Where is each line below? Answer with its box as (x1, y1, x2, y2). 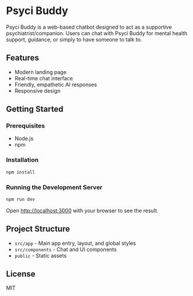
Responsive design (14, 87, 61, 94)
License (6, 268, 36, 279)
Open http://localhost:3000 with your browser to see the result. (6, 207, 159, 214)
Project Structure (6, 224, 70, 234)
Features (6, 53, 39, 63)
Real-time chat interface (14, 74, 73, 81)
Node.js (14, 135, 34, 142)
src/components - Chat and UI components (14, 246, 117, 253)
